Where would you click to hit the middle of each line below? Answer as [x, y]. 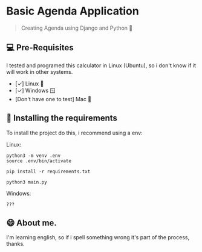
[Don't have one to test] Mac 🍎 [53, 99]
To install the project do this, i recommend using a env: [75, 133]
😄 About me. [32, 223]
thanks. [16, 244]
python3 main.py [27, 182]
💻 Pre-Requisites [40, 48]
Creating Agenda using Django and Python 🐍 [77, 28]
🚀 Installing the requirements [62, 118]
